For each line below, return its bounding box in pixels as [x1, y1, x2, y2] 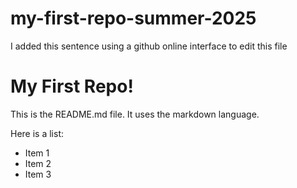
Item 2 [24, 157, 52, 169]
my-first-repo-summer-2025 [10, 7, 257, 30]
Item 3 [24, 168, 52, 180]
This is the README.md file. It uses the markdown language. [10, 108, 260, 120]
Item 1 [24, 147, 50, 159]
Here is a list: [10, 127, 65, 139]
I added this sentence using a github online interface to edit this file [10, 40, 288, 52]
